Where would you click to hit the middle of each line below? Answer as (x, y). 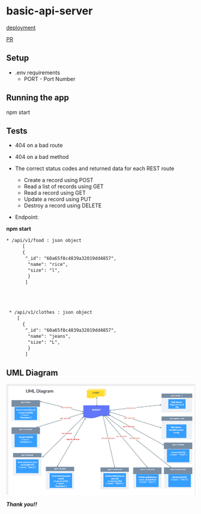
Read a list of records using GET (64, 186)
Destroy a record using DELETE (63, 205)
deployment (21, 28)
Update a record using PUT (58, 199)
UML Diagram (32, 373)
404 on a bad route (39, 146)
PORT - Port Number (49, 78)
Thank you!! (22, 504)
